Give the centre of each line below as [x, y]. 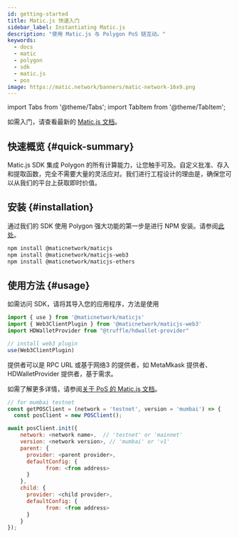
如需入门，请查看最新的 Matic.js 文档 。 [64, 122]
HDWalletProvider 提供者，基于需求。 [62, 373]
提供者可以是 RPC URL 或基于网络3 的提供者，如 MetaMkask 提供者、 [110, 365]
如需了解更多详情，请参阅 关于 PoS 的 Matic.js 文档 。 [84, 388]
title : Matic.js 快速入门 [44, 21]
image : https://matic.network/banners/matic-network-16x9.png [101, 87]
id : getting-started [38, 14]
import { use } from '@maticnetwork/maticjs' [76, 318]
